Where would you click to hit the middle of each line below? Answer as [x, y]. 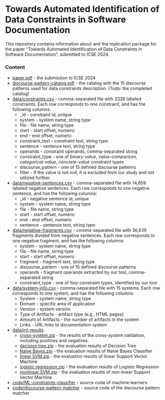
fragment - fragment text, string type [57, 262]
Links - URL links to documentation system [63, 325]
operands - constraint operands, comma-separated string [79, 151]
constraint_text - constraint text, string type [64, 141]
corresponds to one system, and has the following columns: [73, 293]
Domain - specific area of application [57, 304]
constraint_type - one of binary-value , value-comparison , [78, 157]
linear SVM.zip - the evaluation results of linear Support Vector [83, 356]
